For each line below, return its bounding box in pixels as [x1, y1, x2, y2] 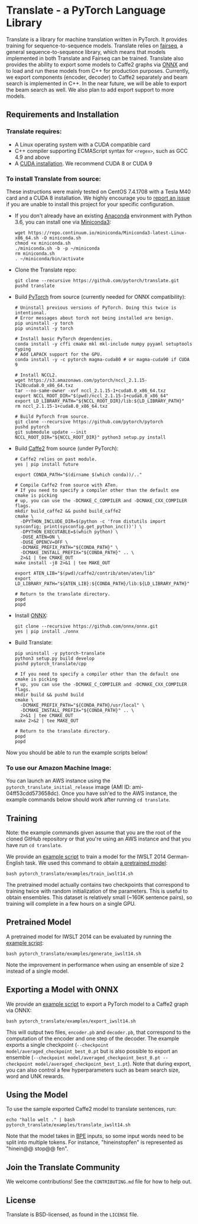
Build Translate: [14, 638, 53, 646]
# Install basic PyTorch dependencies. [14, 335, 113, 341]
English [6, 859, 24, 867]
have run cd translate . [6, 842, 63, 849]
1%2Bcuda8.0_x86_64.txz [14, 382, 74, 388]
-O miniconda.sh [41, 235, 82, 241]
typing [14, 346, 31, 352]
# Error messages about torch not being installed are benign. [14, 315, 174, 321]
